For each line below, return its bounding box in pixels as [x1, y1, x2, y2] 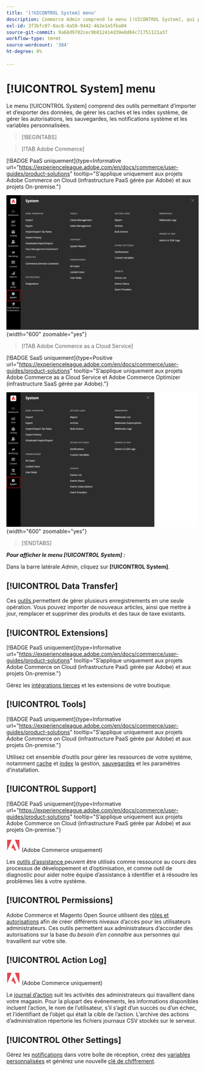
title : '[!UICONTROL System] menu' [6, 10, 97, 16]
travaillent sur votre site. [6, 937, 67, 945]
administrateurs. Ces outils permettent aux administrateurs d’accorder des [6, 924, 193, 931]
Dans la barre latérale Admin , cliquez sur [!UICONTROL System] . [6, 563, 170, 570]
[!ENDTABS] [21, 540, 52, 547]
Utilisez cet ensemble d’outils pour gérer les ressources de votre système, [6, 753, 193, 761]
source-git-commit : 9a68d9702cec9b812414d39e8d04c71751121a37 [6, 29, 168, 35]
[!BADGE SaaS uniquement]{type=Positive [6, 354, 113, 362]
